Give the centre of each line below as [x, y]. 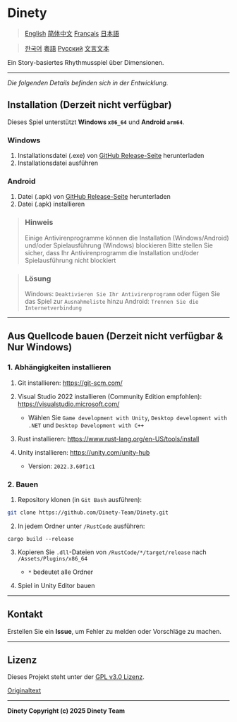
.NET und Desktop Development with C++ [86, 425]
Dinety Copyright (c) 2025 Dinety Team [66, 711]
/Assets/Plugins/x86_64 [53, 558]
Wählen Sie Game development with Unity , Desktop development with [128, 417]
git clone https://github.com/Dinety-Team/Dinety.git [88, 513]
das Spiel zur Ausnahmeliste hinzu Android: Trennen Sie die [111, 301]
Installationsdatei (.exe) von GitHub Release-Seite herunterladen [111, 156]
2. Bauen [23, 484]
